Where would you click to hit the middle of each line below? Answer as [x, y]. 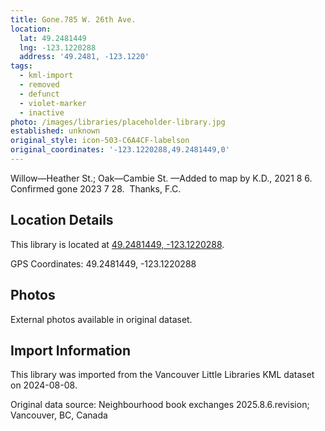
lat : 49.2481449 [53, 38]
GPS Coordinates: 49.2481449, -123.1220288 [103, 263]
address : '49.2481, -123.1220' [84, 57]
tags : [21, 66]
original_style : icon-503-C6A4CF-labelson [100, 141]
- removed [39, 85]
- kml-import [46, 76]
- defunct [39, 94]
